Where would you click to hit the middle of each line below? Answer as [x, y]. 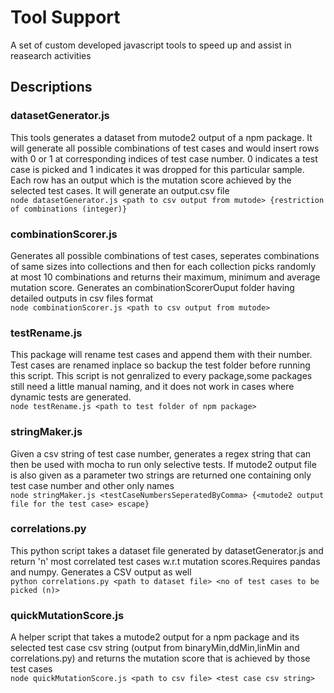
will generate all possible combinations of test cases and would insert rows [165, 148]
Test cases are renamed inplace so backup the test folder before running [160, 365]
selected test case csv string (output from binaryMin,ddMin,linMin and [155, 648]
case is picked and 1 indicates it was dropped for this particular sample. [157, 169]
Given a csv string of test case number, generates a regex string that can [161, 453]
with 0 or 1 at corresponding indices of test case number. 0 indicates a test [164, 158]
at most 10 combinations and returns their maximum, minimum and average [165, 277]
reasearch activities [51, 55]
